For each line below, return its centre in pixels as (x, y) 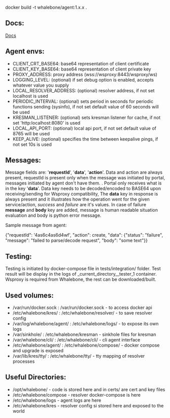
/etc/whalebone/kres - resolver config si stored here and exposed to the (88, 405)
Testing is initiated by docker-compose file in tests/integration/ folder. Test (83, 269)
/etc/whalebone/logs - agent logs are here (57, 400)
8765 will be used (31, 133)
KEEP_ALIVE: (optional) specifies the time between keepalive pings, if (85, 139)
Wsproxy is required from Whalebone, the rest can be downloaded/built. (81, 279)
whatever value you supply (41, 85)
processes (24, 361)
